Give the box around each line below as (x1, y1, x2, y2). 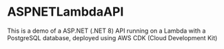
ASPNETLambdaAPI (7, 4, 124, 20)
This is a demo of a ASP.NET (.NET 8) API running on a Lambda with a (7, 27, 206, 35)
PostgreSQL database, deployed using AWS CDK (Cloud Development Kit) (7, 33, 218, 42)
